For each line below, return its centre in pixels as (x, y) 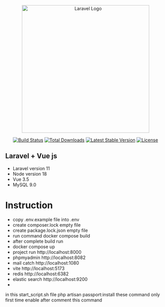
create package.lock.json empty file (50, 230)
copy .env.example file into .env (46, 219)
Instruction (29, 205)
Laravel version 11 (31, 168)
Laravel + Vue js (31, 156)
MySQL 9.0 (24, 184)
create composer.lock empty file (47, 225)
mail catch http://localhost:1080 (46, 263)
